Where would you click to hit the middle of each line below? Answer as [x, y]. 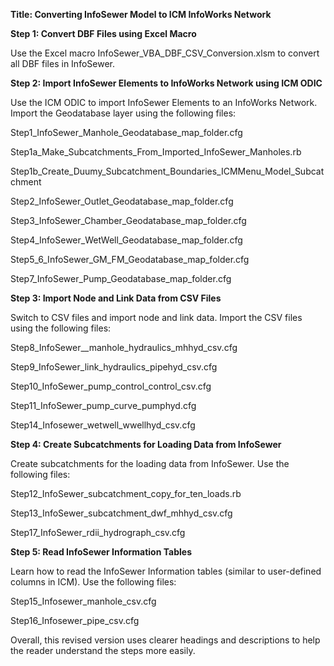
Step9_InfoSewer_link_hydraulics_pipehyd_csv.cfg [114, 367]
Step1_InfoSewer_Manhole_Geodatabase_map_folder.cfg [126, 132]
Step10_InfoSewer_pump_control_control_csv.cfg [111, 386]
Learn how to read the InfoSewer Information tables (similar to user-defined [166, 571]
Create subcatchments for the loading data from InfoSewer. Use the [150, 463]
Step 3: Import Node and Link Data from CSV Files [116, 298]
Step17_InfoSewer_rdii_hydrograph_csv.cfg [98, 532]
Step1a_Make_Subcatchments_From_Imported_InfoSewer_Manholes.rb [156, 152]
